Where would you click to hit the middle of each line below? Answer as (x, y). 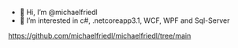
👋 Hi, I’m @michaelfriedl (58, 12)
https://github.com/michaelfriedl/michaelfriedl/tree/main (100, 36)
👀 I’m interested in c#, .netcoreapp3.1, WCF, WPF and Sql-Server (125, 20)
